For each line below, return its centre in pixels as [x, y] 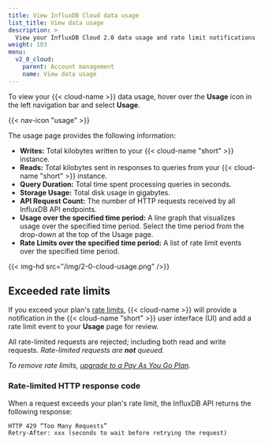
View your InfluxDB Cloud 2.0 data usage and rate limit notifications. [137, 37]
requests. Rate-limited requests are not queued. [86, 350]
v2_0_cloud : [35, 60]
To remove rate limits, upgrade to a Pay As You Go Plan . [99, 365]
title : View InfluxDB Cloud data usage [74, 15]
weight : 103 [28, 45]
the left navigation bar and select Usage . [74, 105]
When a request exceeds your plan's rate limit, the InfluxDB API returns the [130, 403]
